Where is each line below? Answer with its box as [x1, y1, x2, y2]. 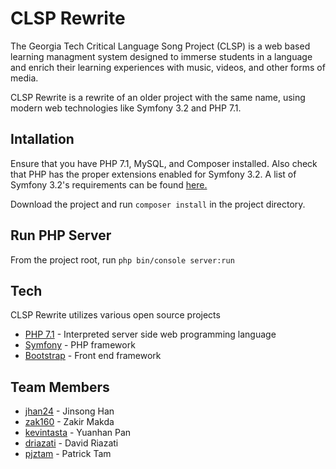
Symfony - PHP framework [24, 339, 136, 351]
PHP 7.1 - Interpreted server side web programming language [24, 328, 277, 341]
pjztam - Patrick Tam [24, 448, 112, 460]
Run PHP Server [10, 227, 112, 244]
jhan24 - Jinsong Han [24, 405, 115, 417]
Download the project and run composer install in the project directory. [10, 198, 306, 210]
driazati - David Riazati [24, 437, 119, 449]
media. [10, 72, 39, 84]
